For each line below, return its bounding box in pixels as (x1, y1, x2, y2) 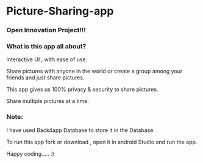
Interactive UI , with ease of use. (6, 56, 88, 63)
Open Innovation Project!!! (6, 26, 87, 35)
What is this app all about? (6, 42, 87, 51)
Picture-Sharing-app (6, 4, 114, 18)
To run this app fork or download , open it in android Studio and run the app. (6, 138, 198, 145)
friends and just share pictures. (6, 74, 85, 81)
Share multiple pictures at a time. (6, 98, 90, 105)
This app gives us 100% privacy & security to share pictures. (6, 86, 158, 93)
